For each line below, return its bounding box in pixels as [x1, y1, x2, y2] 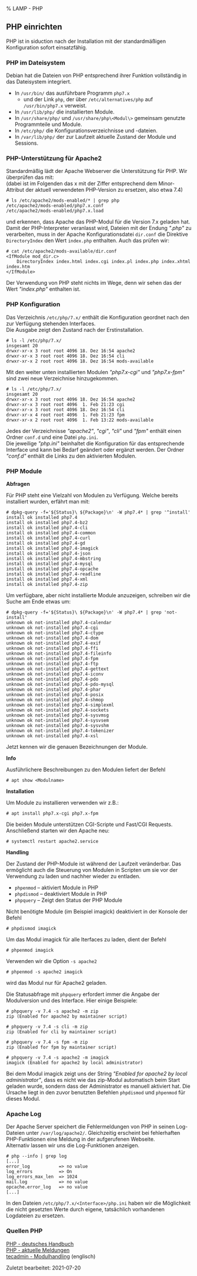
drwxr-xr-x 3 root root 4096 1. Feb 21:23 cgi [6, 401, 125, 408]
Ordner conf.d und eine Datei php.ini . [6, 434, 98, 441]
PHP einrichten [6, 22, 62, 32]
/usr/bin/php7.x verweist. [23, 102, 87, 109]
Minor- [158, 180, 175, 187]
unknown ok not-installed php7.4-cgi [6, 625, 99, 631]
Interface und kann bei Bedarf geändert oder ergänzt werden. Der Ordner [6, 446, 184, 453]
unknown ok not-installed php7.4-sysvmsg [6, 712, 109, 718]
